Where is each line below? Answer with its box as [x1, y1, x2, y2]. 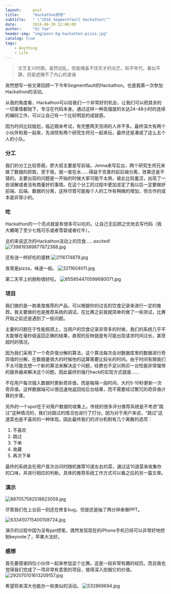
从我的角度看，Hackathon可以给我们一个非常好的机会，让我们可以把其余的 [5, 99, 162, 105]
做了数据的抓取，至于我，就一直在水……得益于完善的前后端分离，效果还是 [5, 169, 160, 175]
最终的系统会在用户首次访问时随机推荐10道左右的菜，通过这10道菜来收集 [5, 463, 158, 470]
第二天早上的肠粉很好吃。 [5, 276, 59, 282]
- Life [14, 50, 28, 55]
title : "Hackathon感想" [5, 12, 66, 17]
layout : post [5, 7, 42, 13]
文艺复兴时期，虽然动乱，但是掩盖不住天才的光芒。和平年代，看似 [17, 65, 156, 71]
